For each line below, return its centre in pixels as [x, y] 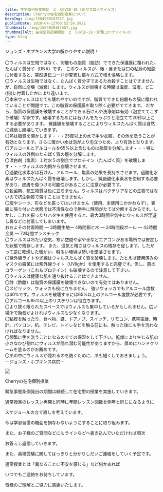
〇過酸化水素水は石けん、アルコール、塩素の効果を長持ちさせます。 [73, 172]
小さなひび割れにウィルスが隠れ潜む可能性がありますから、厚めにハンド [77, 343]
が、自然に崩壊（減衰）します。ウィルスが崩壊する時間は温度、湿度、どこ [79, 87]
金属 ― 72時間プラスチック [32, 233]
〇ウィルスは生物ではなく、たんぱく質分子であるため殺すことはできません [80, 81]
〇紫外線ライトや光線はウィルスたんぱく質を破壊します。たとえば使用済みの [81, 258]
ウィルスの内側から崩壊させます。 [56, 166]
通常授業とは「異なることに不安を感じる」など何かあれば [63, 464]
